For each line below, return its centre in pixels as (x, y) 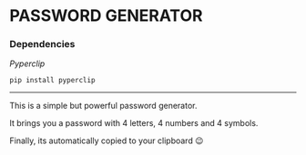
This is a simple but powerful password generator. (103, 106)
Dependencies (42, 44)
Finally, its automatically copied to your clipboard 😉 (107, 140)
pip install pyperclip (52, 81)
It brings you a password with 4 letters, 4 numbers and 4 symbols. (134, 123)
